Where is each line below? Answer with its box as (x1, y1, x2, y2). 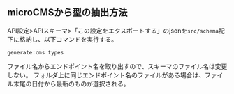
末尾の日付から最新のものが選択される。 (13, 79, 130, 88)
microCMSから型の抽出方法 (7, 6, 128, 19)
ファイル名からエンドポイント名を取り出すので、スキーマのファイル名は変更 (7, 62, 228, 70)
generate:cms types (7, 49, 64, 56)
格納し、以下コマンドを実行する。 (19, 35, 117, 43)
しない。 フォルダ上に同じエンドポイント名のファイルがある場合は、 (7, 70, 205, 79)
